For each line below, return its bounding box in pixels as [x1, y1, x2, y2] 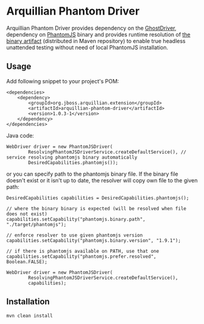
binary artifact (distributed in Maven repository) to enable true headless [6, 37, 186, 44]
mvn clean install [6, 312, 53, 319]
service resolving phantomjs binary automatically [6, 154, 138, 160]
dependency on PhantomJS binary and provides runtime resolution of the [6, 30, 191, 38]
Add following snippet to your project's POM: [6, 77, 119, 84]
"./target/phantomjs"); [6, 221, 67, 227]
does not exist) [6, 211, 47, 217]
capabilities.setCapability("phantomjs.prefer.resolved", [6, 253, 157, 260]
